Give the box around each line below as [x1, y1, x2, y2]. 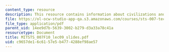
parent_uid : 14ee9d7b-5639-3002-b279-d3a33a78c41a [5, 26, 114, 31]
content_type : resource [5, 7, 55, 12]
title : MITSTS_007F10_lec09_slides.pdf [5, 35, 89, 40]
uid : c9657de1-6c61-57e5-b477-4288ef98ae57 [5, 40, 98, 45]
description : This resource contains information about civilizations [5, 12, 156, 17]
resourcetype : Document [5, 30, 55, 35]
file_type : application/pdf [5, 21, 64, 26]
